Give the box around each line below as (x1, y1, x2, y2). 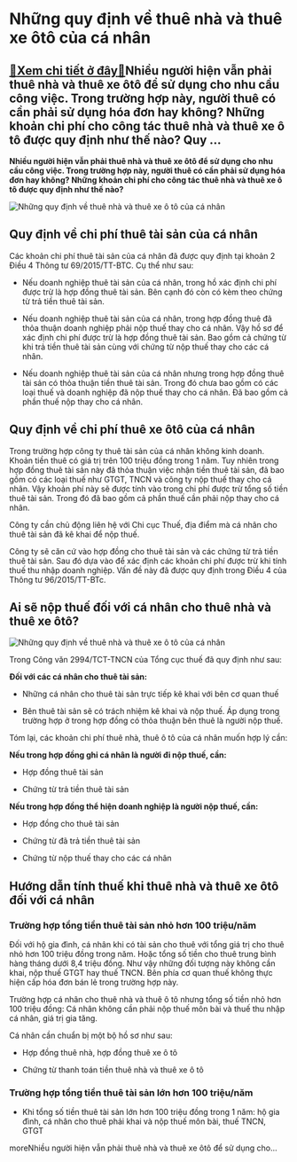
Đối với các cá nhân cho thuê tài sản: (9, 671, 148, 682)
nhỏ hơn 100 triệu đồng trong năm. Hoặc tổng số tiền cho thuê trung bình (9, 949, 277, 960)
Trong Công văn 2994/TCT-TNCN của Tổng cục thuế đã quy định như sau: (9, 655, 282, 665)
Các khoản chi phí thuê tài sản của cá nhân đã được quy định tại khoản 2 (9, 250, 276, 261)
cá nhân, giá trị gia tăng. (9, 1013, 98, 1024)
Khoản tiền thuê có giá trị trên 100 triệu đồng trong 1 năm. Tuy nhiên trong (9, 455, 279, 466)
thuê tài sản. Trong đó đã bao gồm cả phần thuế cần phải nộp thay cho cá (9, 492, 279, 503)
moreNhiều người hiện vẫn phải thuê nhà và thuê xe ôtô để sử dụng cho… (9, 1142, 277, 1153)
